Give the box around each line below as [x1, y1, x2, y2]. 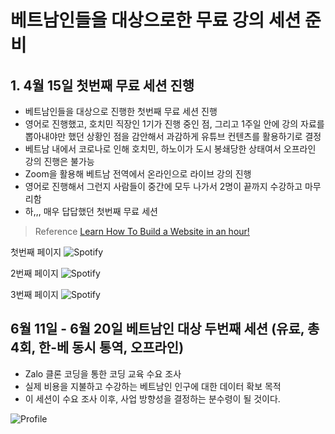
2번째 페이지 [10, 267, 59, 279]
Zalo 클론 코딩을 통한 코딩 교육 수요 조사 [24, 367, 182, 380]
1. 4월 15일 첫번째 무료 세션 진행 [10, 77, 195, 94]
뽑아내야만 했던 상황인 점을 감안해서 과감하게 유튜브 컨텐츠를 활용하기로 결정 [24, 131, 322, 142]
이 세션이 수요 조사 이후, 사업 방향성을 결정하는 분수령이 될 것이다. [24, 392, 281, 405]
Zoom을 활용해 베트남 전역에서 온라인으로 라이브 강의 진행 [24, 168, 252, 180]
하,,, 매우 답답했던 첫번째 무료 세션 [24, 206, 158, 217]
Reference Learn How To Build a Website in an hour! [34, 226, 250, 237]
